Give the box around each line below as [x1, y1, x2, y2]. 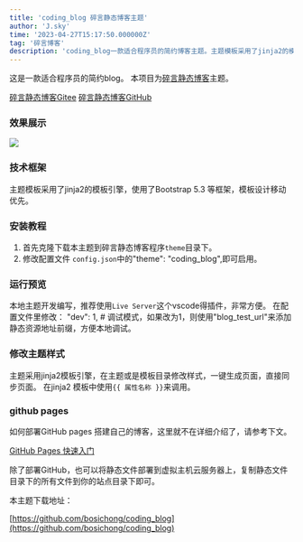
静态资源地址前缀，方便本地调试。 [9, 322, 136, 334]
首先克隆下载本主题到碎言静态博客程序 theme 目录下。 [22, 242, 217, 253]
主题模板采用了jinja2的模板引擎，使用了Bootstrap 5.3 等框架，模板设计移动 [9, 183, 287, 194]
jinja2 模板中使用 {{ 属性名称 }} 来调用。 [50, 381, 196, 392]
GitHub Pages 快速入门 [9, 444, 95, 456]
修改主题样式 [9, 348, 66, 360]
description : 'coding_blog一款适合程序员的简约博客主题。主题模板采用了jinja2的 [9, 47, 289, 56]
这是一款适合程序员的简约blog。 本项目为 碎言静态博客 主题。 [9, 73, 234, 84]
